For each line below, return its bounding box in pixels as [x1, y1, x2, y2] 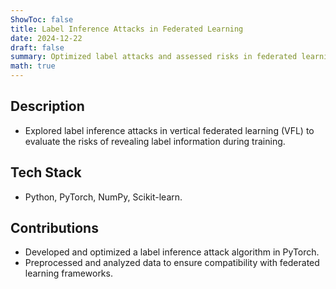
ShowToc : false [10, 14, 74, 25]
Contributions [10, 220, 99, 237]
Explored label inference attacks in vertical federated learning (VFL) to [24, 124, 315, 136]
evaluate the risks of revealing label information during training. [24, 135, 286, 147]
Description [10, 98, 85, 115]
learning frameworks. [24, 267, 113, 280]
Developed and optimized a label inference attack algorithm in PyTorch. [24, 246, 320, 258]
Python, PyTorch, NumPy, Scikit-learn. [24, 191, 183, 203]
